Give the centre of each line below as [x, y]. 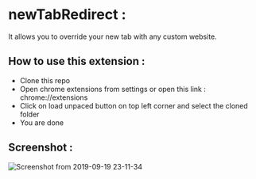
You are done [42, 122]
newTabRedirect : [67, 15]
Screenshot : [41, 148]
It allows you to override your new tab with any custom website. [112, 36]
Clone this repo [45, 80]
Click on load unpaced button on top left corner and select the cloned [134, 105]
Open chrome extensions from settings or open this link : [113, 89]
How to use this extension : [77, 61]
